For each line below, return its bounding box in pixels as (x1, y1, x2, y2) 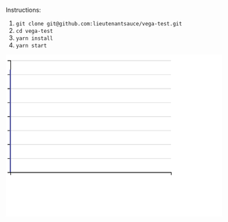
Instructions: (5, 6, 41, 14)
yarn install (15, 35, 54, 42)
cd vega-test (15, 27, 54, 34)
